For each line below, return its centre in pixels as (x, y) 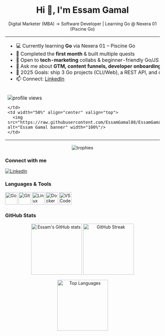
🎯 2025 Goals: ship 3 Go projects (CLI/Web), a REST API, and (87, 72)
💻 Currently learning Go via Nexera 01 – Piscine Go (76, 45)
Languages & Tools (28, 184)
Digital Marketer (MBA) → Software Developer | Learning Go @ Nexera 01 (82, 24)
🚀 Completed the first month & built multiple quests (75, 54)
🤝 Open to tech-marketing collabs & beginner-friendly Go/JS (87, 60)
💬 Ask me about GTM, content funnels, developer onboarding (88, 66)
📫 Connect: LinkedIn (40, 78)
